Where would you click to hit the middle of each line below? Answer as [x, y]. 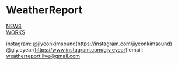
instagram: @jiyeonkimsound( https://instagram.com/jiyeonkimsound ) [89, 44]
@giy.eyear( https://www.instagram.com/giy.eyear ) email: [75, 49]
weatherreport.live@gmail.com [43, 56]
